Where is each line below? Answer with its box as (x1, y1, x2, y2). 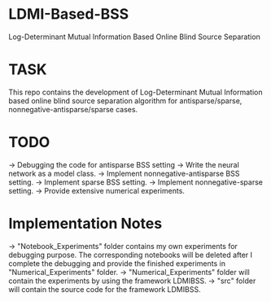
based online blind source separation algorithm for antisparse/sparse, (8, 95, 243, 106)
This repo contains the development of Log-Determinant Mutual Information (8, 87, 263, 97)
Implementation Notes (8, 215, 163, 233)
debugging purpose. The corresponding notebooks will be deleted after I (8, 250, 253, 260)
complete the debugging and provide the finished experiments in (8, 258, 226, 268)
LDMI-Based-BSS (8, 5, 129, 24)
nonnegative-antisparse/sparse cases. (8, 104, 138, 114)
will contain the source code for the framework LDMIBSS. (8, 284, 201, 294)
